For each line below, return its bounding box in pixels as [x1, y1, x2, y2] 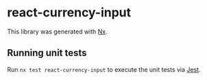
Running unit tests [7, 47, 87, 59]
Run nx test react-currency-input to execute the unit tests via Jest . [7, 65, 201, 73]
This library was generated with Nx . [7, 27, 108, 36]
